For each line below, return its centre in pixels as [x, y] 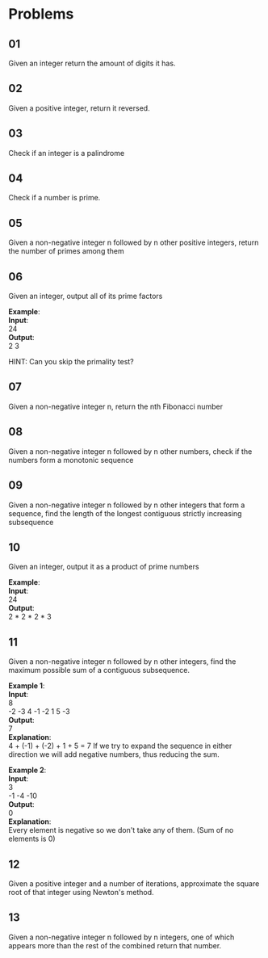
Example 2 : [27, 770]
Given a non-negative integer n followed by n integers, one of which [121, 937]
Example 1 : [27, 686]
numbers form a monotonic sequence [71, 460]
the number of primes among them [66, 251]
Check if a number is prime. [54, 198]
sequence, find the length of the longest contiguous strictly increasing [125, 513]
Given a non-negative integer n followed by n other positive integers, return [134, 242]
